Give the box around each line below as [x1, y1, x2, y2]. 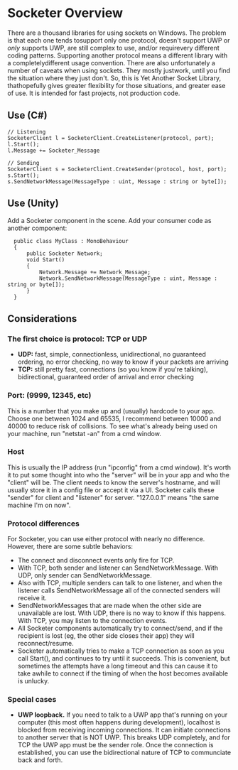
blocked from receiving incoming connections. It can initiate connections [17, 726, 231, 734]
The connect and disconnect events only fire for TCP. [17, 556, 175, 565]
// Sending [7, 159, 40, 166]
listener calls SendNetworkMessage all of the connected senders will [17, 586, 220, 595]
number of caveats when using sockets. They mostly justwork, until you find [7, 66, 231, 75]
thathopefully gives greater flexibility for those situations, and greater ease [7, 81, 226, 90]
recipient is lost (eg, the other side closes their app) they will [17, 631, 195, 640]
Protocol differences [7, 519, 80, 528]
